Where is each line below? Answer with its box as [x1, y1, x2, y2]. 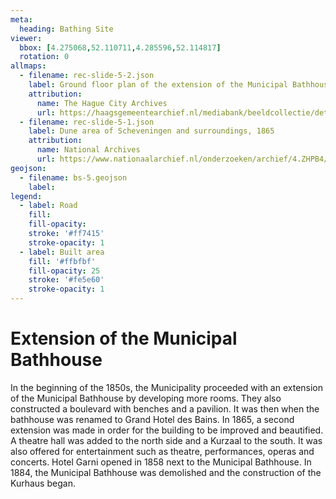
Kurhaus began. [10, 477, 76, 489]
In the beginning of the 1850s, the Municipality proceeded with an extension [10, 381, 324, 393]
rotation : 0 [19, 52, 70, 62]
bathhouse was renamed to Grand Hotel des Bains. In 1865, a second [10, 413, 295, 425]
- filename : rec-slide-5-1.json [19, 117, 155, 127]
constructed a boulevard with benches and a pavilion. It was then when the [10, 402, 320, 415]
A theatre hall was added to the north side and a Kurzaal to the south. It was [10, 434, 323, 446]
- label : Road [19, 201, 78, 211]
